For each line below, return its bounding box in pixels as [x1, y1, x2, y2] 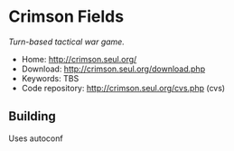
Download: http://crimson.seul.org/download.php [21, 63, 205, 74]
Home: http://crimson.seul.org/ [21, 53, 137, 64]
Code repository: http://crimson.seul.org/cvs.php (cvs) [21, 82, 226, 93]
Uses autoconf [8, 133, 64, 144]
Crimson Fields [8, 6, 124, 27]
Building [8, 109, 56, 124]
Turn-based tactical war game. [8, 36, 126, 47]
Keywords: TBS [21, 72, 80, 83]
